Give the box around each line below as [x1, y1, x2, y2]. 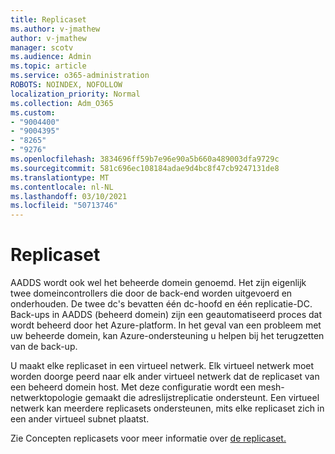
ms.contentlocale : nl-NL [10, 182, 114, 192]
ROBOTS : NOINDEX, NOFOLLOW [10, 80, 123, 90]
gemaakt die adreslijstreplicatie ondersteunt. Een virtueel [84, 392, 320, 404]
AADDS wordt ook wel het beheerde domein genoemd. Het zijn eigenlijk [10, 277, 307, 289]
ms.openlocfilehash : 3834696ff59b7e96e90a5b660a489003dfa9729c [10, 154, 280, 164]
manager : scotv [10, 42, 74, 53]
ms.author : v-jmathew [10, 24, 101, 34]
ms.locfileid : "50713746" [10, 201, 118, 211]
